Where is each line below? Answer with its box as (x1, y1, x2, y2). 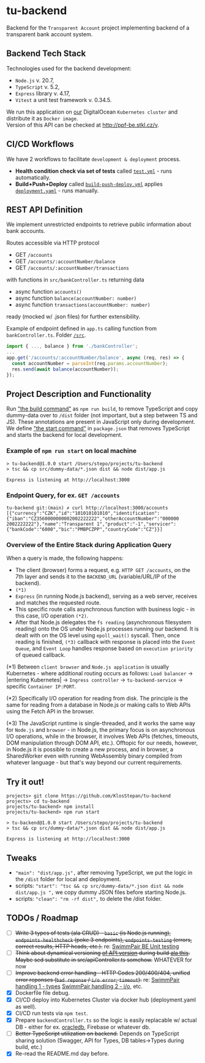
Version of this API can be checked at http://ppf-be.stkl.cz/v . (6, 121, 160, 128)
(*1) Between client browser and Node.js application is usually (6, 663, 170, 670)
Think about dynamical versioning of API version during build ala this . (15, 949, 190, 956)
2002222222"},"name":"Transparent (6, 521, 95, 527)
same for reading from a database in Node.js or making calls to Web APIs (6, 701, 191, 708)
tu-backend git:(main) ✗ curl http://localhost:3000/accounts (6, 505, 168, 511)
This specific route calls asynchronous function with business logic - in (15, 606, 195, 613)
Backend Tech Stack (6, 49, 86, 59)
